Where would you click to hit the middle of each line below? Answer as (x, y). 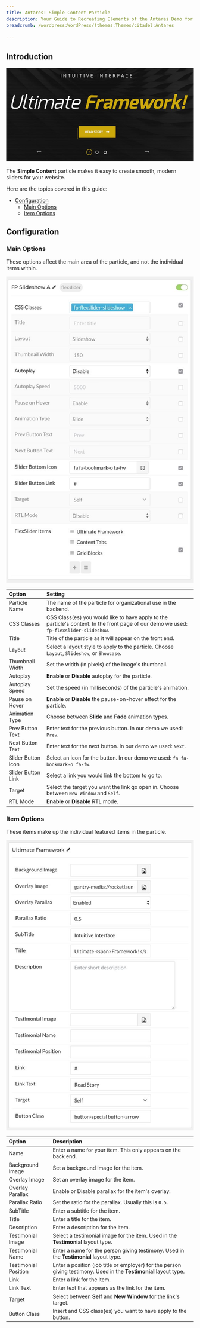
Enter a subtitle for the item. (86, 1211)
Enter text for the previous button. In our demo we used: (115, 729)
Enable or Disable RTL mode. (83, 801)
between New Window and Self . (83, 793)
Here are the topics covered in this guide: (57, 189)
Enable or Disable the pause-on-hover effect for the (112, 699)
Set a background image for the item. (98, 1168)
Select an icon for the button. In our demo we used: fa (112, 758)
